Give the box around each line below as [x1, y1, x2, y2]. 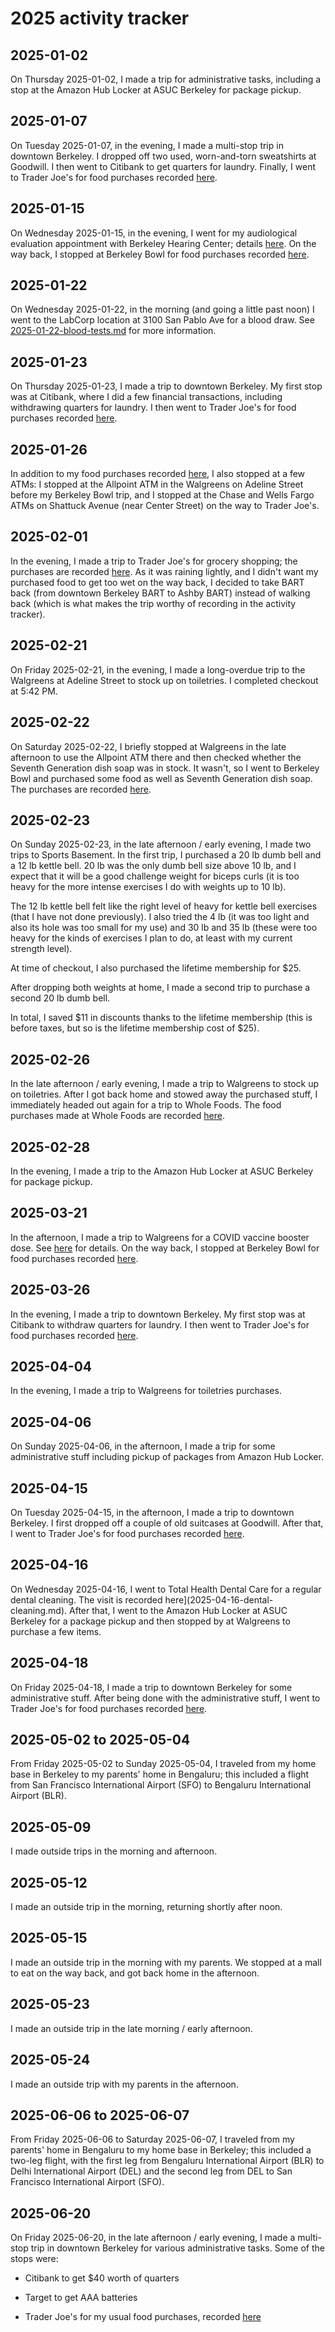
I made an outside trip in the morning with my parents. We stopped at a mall [10, 1956, 322, 1968]
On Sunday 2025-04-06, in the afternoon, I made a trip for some [10, 1440, 276, 1452]
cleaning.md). [10, 1604, 68, 1616]
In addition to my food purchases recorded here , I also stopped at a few [10, 468, 306, 480]
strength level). [10, 943, 73, 955]
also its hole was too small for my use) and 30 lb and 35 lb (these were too [10, 922, 318, 934]
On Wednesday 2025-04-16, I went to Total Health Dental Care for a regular [10, 1583, 322, 1595]
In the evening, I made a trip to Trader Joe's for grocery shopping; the [10, 555, 298, 567]
